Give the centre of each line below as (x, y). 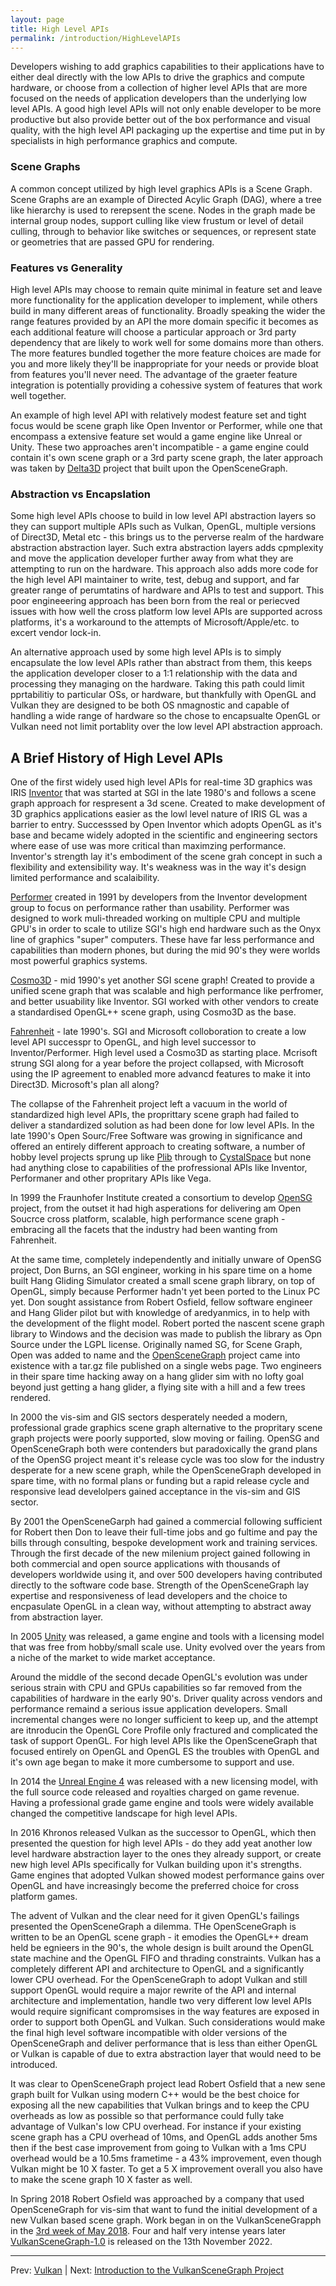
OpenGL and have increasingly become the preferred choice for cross (155, 1886)
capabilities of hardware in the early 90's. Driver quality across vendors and (166, 1698)
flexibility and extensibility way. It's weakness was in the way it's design (158, 867)
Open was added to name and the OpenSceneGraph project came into (155, 1355)
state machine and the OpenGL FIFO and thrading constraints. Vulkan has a (166, 1958)
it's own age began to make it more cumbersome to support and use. (152, 1762)
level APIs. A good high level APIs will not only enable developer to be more (166, 109)
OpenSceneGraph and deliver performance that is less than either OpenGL (164, 2043)
